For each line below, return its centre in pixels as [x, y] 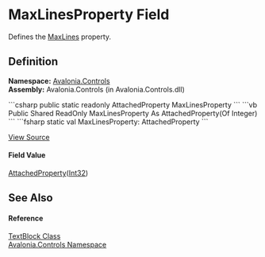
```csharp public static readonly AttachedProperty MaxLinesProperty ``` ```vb [133, 104]
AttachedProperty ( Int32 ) [48, 173]
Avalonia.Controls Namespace [58, 244]
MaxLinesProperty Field [89, 15]
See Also [31, 198]
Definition [33, 62]
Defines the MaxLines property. [60, 37]
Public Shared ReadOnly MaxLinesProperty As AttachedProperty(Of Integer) [133, 113]
